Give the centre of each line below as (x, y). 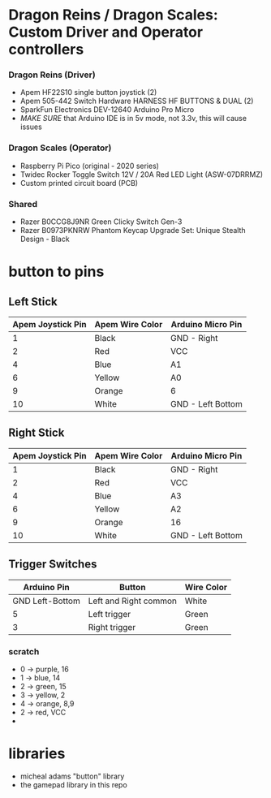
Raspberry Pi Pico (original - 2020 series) (90, 166)
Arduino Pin (47, 587)
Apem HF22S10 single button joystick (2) (88, 93)
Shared (23, 204)
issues (31, 127)
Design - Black (45, 239)
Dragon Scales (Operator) (60, 148)
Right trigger (112, 627)
